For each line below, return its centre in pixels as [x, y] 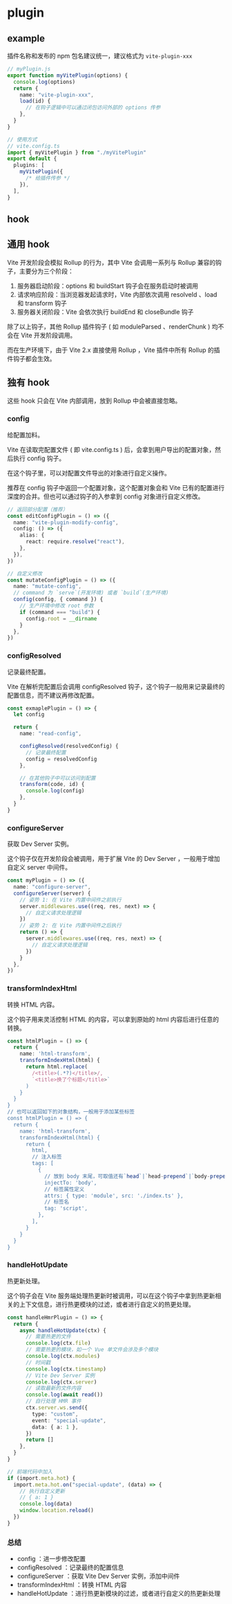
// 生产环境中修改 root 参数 [57, 606]
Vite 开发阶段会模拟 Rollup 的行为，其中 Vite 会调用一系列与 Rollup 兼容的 [112, 262]
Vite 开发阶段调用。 [48, 335]
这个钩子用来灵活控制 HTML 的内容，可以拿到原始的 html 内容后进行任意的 [113, 1019]
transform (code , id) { [52, 785]
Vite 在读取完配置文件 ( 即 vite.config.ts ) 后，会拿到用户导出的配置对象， [111, 449]
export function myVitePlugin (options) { [68, 75]
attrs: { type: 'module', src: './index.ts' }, [114, 1196]
